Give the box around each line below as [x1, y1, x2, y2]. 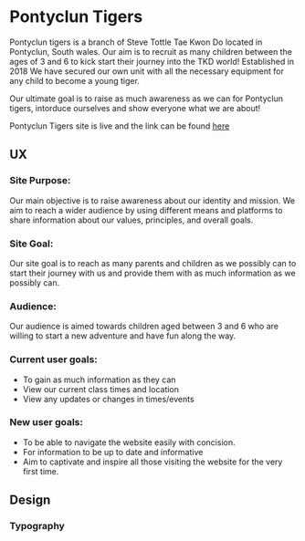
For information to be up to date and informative [22, 446, 204, 457]
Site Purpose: [9, 174, 71, 187]
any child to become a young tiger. [9, 75, 140, 86]
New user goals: [9, 416, 84, 429]
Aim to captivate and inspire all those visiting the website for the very [22, 456, 283, 467]
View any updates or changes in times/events [22, 393, 195, 404]
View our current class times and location [22, 383, 180, 394]
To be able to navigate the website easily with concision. [22, 436, 236, 448]
